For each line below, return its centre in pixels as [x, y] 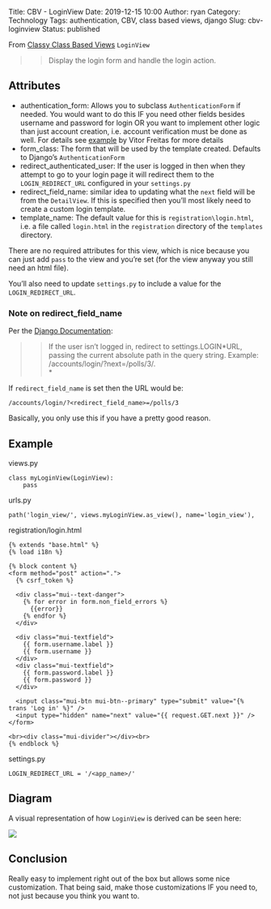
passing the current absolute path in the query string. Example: [153, 355]
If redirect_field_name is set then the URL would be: [96, 388]
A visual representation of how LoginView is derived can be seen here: [125, 818]
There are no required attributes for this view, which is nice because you [129, 250]
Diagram [30, 799]
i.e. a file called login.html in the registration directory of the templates [141, 226]
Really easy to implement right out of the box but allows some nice [119, 878]
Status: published [71, 29]
